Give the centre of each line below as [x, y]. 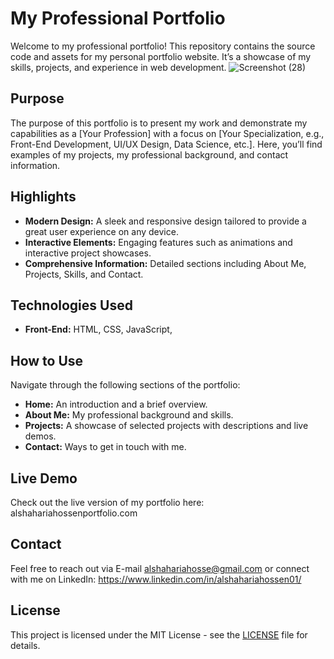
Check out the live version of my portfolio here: [107, 502]
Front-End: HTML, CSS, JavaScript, [98, 329]
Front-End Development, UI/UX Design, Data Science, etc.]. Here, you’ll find [166, 144]
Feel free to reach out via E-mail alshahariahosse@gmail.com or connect [160, 568]
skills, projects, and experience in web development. [118, 67]
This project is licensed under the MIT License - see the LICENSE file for [159, 634]
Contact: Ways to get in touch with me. [105, 447]
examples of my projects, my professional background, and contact [149, 154]
